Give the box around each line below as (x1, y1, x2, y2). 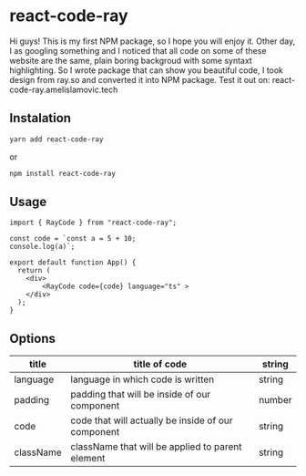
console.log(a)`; (9, 243, 76, 252)
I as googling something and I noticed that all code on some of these (9, 45, 267, 56)
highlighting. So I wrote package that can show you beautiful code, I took (9, 65, 284, 76)
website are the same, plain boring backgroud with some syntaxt (9, 55, 252, 66)
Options (9, 330, 56, 347)
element (70, 452, 106, 465)
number (258, 394, 292, 407)
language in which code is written (70, 373, 215, 386)
